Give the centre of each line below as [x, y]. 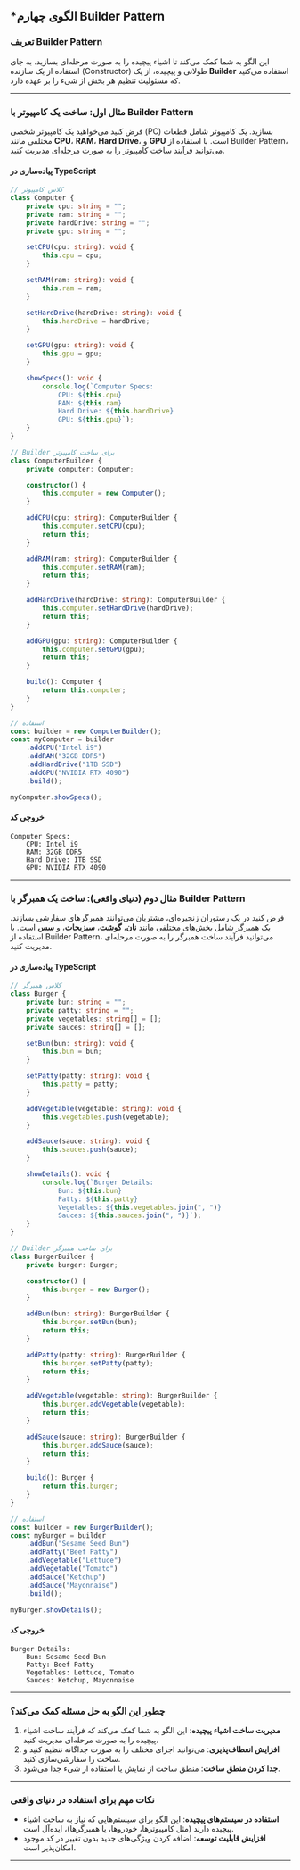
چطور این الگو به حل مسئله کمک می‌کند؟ [88, 1711]
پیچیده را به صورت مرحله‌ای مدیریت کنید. [91, 1740]
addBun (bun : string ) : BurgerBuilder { [98, 1314]
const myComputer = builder [62, 739]
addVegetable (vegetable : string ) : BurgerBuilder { [122, 1396]
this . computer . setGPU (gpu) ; [94, 649]
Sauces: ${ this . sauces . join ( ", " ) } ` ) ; [130, 1215]
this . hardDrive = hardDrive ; [96, 321]
